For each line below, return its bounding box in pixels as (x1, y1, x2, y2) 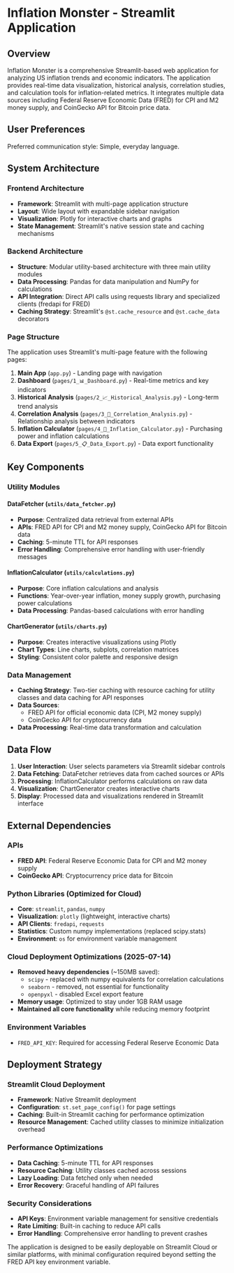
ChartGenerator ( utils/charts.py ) (7, 622, 108, 631)
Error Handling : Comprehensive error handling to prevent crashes (17, 1229, 208, 1237)
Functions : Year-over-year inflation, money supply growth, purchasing (17, 591, 221, 600)
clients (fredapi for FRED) (17, 300, 91, 308)
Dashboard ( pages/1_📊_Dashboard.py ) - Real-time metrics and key (17, 377, 210, 385)
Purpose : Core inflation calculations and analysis (17, 584, 159, 592)
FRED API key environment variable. (7, 1258, 110, 1266)
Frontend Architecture (7, 183, 85, 193)
